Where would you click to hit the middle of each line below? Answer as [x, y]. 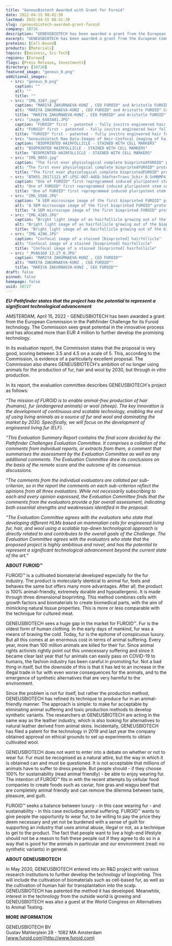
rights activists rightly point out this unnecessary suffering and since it [80, 651]
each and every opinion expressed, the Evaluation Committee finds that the [85, 497]
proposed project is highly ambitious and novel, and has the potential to [82, 545]
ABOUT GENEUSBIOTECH [34, 859]
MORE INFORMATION [29, 917]
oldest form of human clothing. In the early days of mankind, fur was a [80, 629]
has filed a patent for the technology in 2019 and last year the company [81, 731]
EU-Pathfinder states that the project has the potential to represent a [81, 301]
